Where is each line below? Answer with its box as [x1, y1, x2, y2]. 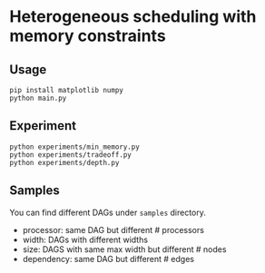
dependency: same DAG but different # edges [22, 253, 195, 264]
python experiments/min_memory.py [9, 142, 141, 151]
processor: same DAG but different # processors [22, 224, 204, 235]
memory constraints [9, 25, 166, 46]
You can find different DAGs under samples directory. [9, 207, 207, 218]
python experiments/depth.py [9, 158, 120, 167]
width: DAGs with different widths [22, 234, 148, 245]
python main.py [9, 93, 67, 102]
